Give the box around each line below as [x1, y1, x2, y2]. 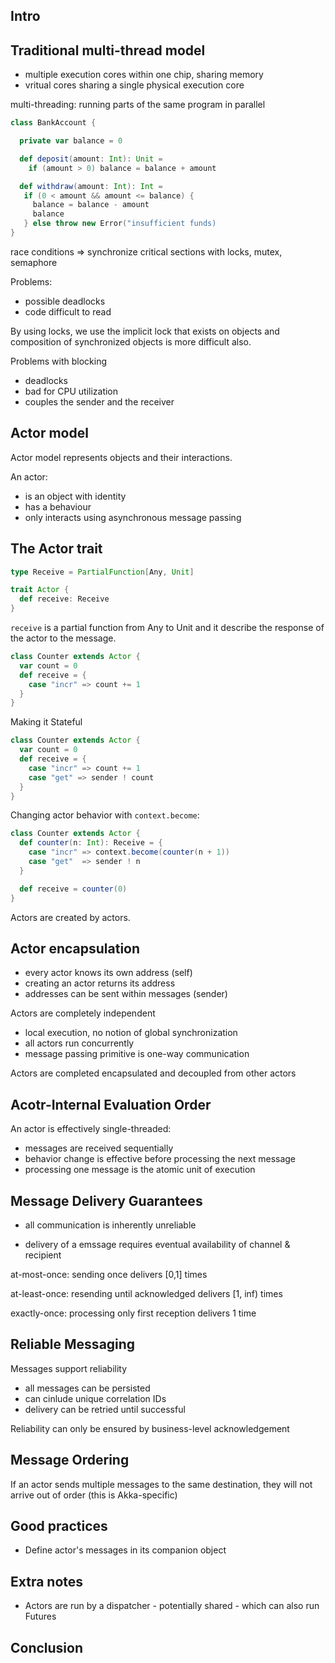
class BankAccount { [10, 118, 97, 128]
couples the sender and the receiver [24, 395, 175, 408]
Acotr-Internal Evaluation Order [10, 1096, 212, 1113]
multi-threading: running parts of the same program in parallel [10, 99, 266, 111]
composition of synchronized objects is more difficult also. [10, 335, 252, 348]
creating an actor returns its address [24, 977, 176, 989]
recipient [24, 1249, 62, 1261]
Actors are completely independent [10, 1007, 156, 1019]
